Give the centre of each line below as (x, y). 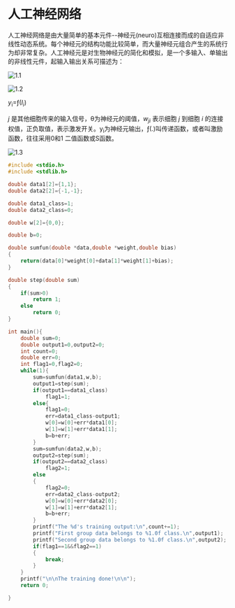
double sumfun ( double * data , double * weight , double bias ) (92, 248)
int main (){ (25, 332)
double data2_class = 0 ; (41, 210)
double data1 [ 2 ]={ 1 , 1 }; (43, 185)
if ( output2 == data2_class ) (71, 462)
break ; (55, 559)
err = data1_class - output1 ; (83, 416)
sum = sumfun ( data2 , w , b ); (67, 448)
